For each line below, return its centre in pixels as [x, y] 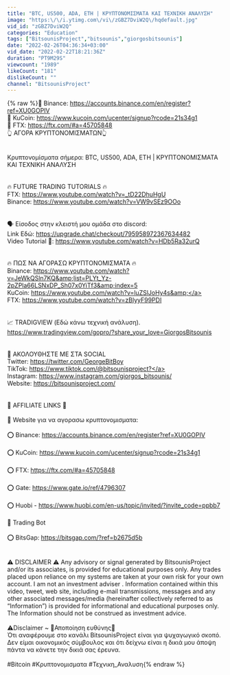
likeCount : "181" [32, 71]
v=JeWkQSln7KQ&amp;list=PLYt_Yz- [59, 278]
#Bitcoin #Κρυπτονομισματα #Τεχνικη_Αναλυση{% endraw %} [96, 665]
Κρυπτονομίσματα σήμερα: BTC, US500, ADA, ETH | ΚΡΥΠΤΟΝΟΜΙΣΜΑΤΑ [113, 157]
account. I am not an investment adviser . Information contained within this [113, 584]
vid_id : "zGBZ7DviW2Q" [39, 26]
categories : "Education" [43, 33]
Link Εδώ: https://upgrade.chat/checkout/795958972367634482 [99, 234]
